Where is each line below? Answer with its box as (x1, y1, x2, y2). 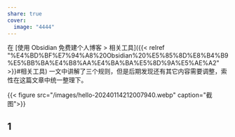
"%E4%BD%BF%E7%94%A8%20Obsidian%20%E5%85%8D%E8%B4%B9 (7, 51, 229, 60)
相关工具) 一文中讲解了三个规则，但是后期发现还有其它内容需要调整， (20, 67, 222, 76)
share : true (7, 10, 42, 18)
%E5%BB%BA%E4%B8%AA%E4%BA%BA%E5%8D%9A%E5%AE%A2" (7, 59, 220, 67)
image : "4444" (13, 23, 55, 30)
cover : (7, 17, 27, 24)
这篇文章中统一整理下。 (19, 76, 88, 84)
